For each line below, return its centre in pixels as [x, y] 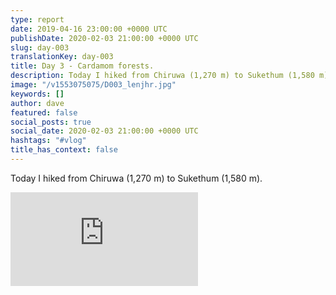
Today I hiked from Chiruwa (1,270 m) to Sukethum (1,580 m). [136, 178]
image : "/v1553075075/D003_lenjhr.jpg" [93, 85]
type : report [37, 19]
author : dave [37, 103]
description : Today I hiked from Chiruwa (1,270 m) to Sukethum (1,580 [162, 76]
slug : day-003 [40, 47]
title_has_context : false [64, 150]
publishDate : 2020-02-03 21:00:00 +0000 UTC [104, 38]
